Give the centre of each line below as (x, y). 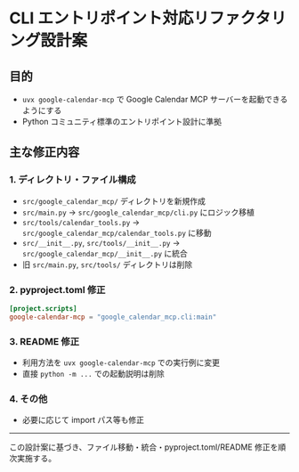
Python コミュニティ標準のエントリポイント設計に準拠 (122, 122)
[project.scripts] (43, 308)
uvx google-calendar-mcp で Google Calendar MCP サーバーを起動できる (155, 99)
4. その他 (28, 399)
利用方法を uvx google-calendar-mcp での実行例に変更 (121, 362)
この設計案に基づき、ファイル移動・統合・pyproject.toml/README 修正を (144, 447)
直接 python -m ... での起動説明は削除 (93, 374)
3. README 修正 (44, 341)
